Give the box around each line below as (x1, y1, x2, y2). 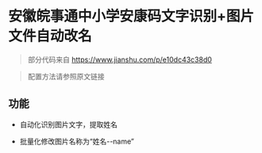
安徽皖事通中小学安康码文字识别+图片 (8, 7, 255, 25)
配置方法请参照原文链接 (27, 71, 105, 81)
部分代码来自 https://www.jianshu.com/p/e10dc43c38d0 (27, 55, 213, 64)
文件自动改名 (8, 27, 93, 45)
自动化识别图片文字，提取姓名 (19, 120, 118, 129)
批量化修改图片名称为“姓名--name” (19, 136, 135, 146)
